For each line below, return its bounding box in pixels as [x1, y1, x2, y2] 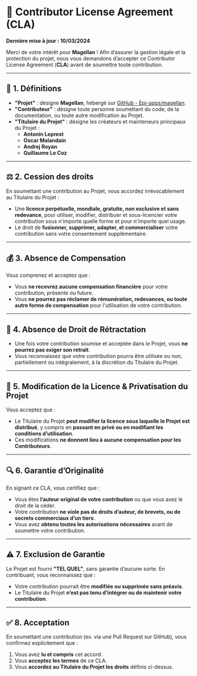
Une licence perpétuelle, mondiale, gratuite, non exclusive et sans [14, 205, 179, 212]
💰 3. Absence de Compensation [6, 253, 126, 263]
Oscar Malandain [23, 136, 66, 143]
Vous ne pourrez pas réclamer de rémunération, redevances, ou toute [14, 296, 188, 303]
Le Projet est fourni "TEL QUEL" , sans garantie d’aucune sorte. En [6, 565, 165, 572]
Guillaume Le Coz [23, 149, 67, 156]
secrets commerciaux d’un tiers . [14, 514, 96, 521]
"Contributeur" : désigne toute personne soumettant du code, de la [14, 105, 179, 112]
